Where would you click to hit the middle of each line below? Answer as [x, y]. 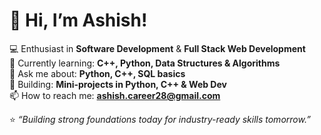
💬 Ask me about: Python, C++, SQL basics [97, 73]
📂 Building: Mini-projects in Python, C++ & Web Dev [118, 84]
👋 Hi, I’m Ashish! [78, 20]
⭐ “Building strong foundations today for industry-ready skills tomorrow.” [160, 119]
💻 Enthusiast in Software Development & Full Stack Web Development [157, 48]
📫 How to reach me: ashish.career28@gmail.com [115, 95]
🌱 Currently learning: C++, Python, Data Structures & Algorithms [145, 63]
